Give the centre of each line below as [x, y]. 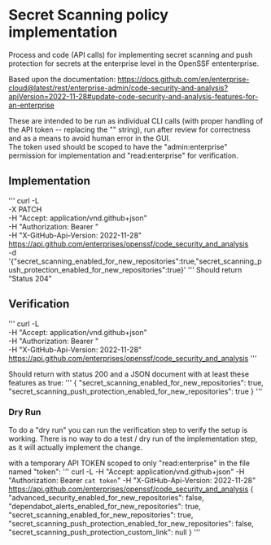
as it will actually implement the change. [76, 447]
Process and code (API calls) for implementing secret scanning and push [131, 54]
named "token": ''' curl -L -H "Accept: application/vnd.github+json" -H [127, 471]
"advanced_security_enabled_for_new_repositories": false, [107, 497]
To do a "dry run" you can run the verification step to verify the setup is [128, 429]
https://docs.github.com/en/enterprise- [184, 79]
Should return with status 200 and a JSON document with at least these [129, 374]
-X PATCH [25, 209]
